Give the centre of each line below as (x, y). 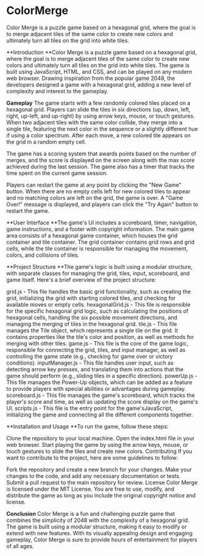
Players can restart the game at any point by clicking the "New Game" (94, 185)
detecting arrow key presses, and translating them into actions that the (95, 369)
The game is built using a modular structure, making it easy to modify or (97, 526)
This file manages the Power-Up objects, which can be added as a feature (100, 382)
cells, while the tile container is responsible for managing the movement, (97, 248)
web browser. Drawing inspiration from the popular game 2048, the (91, 78)
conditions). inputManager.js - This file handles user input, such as (90, 363)
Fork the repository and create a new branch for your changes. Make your (99, 469)
